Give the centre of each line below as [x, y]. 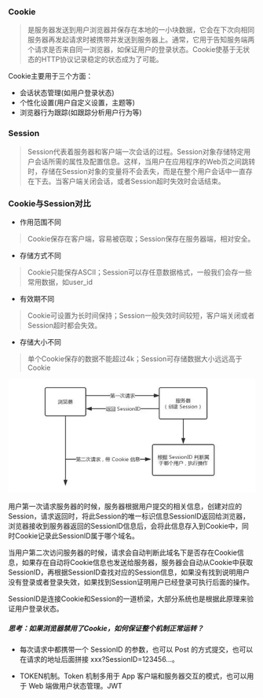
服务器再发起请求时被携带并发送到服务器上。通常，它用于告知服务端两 [141, 40]
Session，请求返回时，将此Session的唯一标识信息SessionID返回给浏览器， [129, 516]
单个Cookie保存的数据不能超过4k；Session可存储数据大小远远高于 [135, 358]
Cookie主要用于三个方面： [51, 76]
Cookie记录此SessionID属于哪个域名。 [77, 536]
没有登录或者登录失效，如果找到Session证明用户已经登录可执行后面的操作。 [131, 582]
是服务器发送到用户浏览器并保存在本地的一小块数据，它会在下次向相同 [141, 30]
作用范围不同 [40, 222]
